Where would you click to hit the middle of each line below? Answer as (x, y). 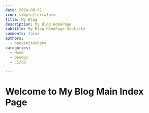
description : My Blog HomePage (38, 24)
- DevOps (19, 57)
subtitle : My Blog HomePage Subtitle (45, 29)
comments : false (22, 34)
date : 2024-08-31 (24, 10)
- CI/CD (18, 62)
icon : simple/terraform (31, 15)
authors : (14, 39)
